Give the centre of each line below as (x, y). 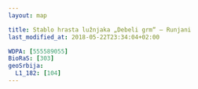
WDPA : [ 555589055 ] (38, 51)
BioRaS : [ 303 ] (31, 59)
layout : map (27, 15)
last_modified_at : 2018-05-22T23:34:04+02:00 (84, 37)
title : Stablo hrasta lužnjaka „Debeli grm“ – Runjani (100, 30)
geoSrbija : (26, 66)
